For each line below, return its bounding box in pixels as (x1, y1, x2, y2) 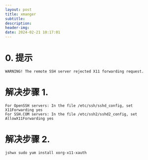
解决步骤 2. (5, 134, 50, 145)
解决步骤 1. (5, 87, 49, 98)
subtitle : (5, 16, 26, 21)
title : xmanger (5, 12, 36, 17)
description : (5, 21, 32, 26)
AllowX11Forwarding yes (5, 116, 54, 121)
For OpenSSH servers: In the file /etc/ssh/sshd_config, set (5, 103, 133, 108)
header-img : (5, 25, 30, 30)
